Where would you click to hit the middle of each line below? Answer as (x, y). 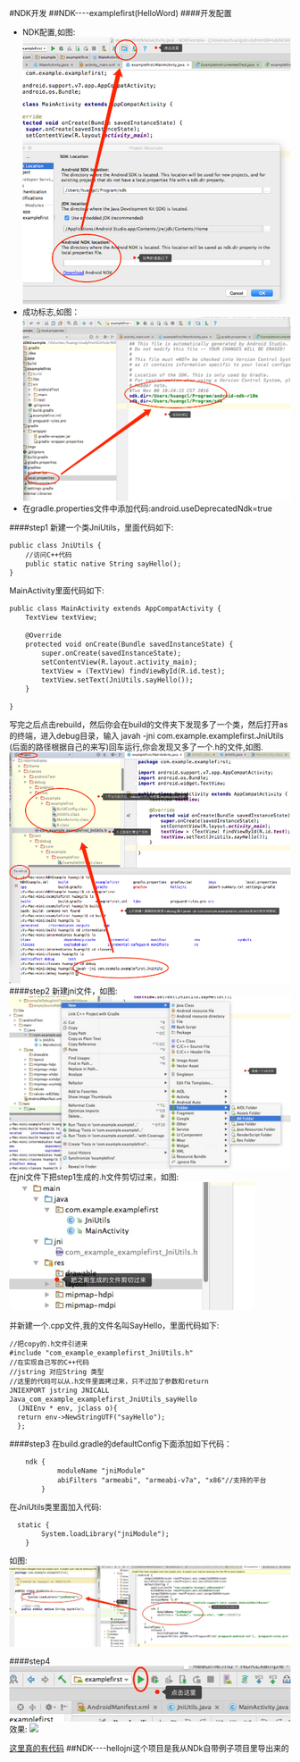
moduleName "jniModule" (101, 1471)
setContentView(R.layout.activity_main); (120, 663)
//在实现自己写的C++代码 (49, 1362)
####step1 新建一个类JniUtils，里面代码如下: (92, 528)
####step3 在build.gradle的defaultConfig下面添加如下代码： (121, 1443)
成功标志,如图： (51, 312)
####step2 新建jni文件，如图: (63, 991)
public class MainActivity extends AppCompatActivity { (115, 609)
